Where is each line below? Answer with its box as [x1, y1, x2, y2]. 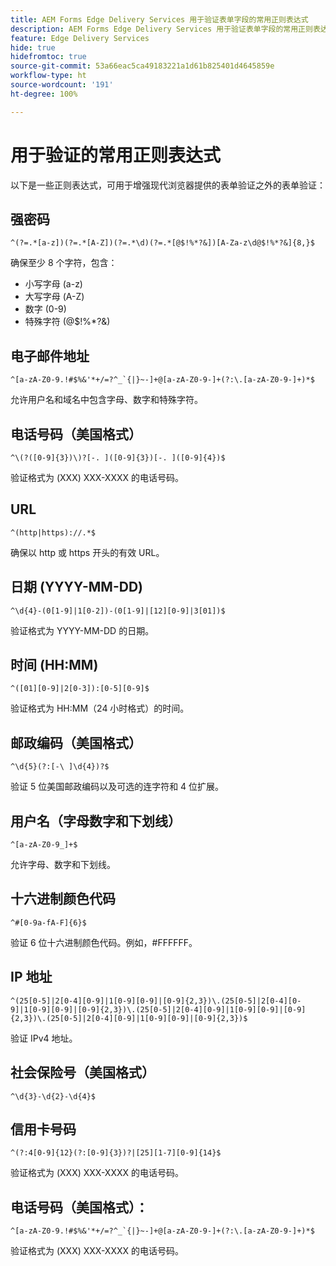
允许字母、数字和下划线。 [10, 859, 116, 871]
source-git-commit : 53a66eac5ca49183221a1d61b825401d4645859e [10, 61, 275, 71]
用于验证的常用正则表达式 [10, 144, 222, 166]
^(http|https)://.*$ [10, 527, 97, 538]
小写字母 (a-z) [24, 278, 83, 290]
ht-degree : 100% [10, 89, 78, 99]
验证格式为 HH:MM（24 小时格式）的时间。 [10, 702, 190, 715]
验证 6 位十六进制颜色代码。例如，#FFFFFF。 [10, 936, 198, 948]
